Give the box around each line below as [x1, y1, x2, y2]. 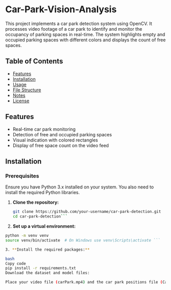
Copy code [5, 261, 26, 266]
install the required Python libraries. [5, 189, 80, 196]
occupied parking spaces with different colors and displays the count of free [5, 37, 166, 43]
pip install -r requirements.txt [5, 265, 76, 271]
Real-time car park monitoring [12, 126, 76, 132]
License [12, 98, 30, 104]
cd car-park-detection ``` [12, 214, 68, 219]
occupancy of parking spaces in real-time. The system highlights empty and [5, 31, 165, 37]
